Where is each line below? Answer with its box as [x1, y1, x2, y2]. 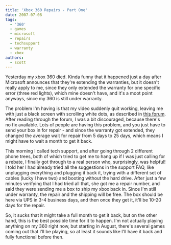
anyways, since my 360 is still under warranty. [5, 96, 103, 102]
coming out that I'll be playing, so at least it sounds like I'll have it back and [5, 229, 162, 235]
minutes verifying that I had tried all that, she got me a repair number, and [5, 181, 160, 187]
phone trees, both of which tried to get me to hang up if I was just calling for [5, 153, 165, 160]
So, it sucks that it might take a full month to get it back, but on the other [5, 212, 157, 218]
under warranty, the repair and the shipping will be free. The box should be [5, 191, 163, 197]
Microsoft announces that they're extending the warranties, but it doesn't [5, 79, 159, 85]
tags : [5, 17, 17, 22]
